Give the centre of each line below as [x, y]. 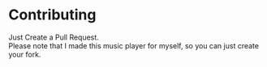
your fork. [25, 54]
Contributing [52, 15]
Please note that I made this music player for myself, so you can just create [134, 45]
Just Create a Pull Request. [54, 37]
